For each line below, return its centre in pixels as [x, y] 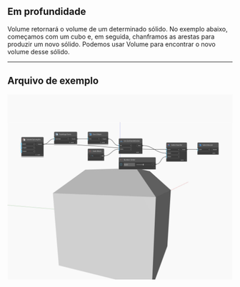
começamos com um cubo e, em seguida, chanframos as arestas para [111, 36]
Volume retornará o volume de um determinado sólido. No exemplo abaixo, [117, 29]
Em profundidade [47, 12]
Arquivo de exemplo [53, 81]
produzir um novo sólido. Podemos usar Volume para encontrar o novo [111, 44]
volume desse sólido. [39, 51]
